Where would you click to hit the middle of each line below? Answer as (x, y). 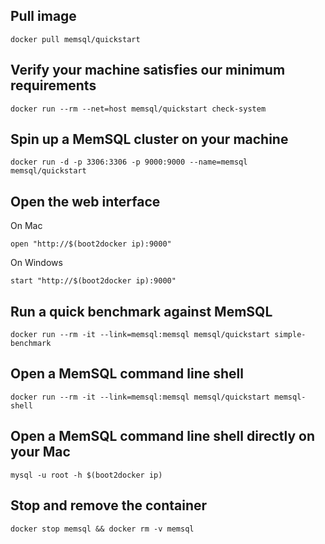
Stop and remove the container (109, 505)
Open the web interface (85, 201)
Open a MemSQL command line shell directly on (163, 436)
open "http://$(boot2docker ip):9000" (91, 244)
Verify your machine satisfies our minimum (148, 70)
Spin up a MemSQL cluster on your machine (149, 139)
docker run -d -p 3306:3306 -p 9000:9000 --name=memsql (129, 162)
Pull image (43, 16)
